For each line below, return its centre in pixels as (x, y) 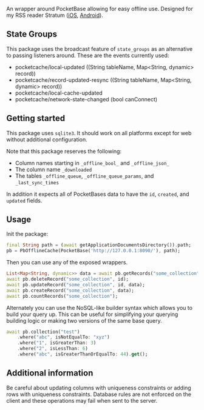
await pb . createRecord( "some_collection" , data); (70, 291)
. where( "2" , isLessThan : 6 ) (53, 349)
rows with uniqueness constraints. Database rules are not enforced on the (99, 394)
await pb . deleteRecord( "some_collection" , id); (68, 279)
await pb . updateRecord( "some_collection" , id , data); (76, 284)
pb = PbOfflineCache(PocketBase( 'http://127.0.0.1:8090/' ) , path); (93, 251)
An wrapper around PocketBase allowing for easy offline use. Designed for (100, 9)
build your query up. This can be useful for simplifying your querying (92, 314)
